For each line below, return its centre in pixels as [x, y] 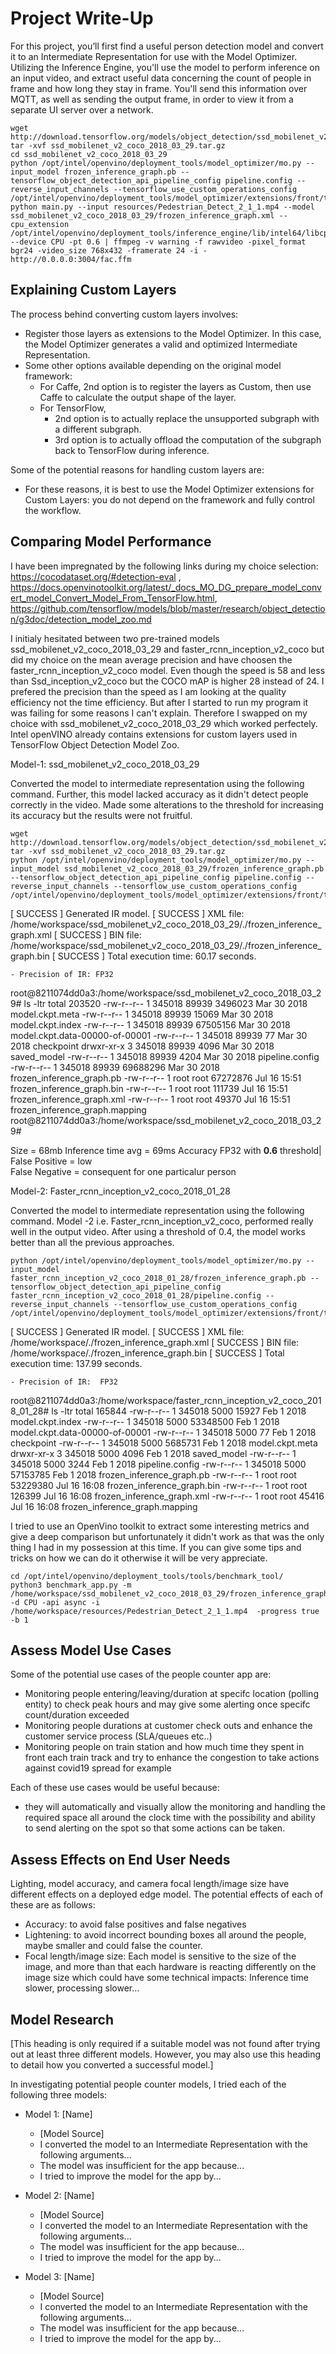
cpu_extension [40, 224]
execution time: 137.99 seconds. [76, 1363]
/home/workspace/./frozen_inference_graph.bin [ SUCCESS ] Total [147, 1353]
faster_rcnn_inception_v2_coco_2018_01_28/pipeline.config [136, 1295]
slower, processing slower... [82, 1988]
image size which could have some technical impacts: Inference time [166, 1978]
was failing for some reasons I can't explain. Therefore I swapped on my [159, 713]
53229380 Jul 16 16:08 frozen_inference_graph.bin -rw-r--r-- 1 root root [159, 1485]
